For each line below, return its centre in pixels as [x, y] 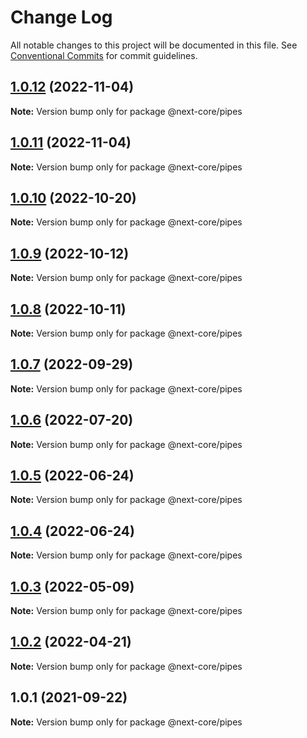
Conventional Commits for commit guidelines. [104, 55]
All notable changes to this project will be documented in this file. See [154, 45]
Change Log [61, 17]
